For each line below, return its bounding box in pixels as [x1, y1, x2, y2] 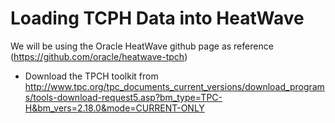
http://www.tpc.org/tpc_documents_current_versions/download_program [24, 80, 325, 92]
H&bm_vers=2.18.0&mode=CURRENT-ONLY [24, 102, 205, 114]
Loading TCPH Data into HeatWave [10, 7, 305, 30]
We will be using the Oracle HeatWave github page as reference [10, 40, 274, 52]
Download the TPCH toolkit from [24, 70, 159, 82]
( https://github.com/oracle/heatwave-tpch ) [10, 50, 188, 62]
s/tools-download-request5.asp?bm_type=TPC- [24, 91, 223, 103]
